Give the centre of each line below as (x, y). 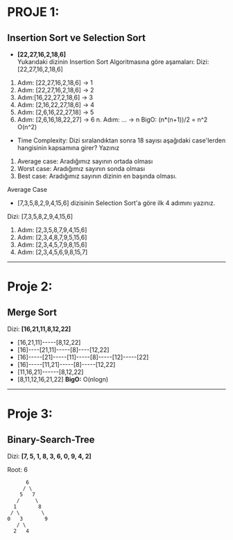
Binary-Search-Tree (51, 440)
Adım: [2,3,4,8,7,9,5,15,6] (52, 237)
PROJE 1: (33, 12)
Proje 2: (30, 287)
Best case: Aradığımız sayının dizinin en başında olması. (97, 176)
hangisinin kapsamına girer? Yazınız (68, 148)
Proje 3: (30, 414)
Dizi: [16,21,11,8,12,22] (39, 329)
